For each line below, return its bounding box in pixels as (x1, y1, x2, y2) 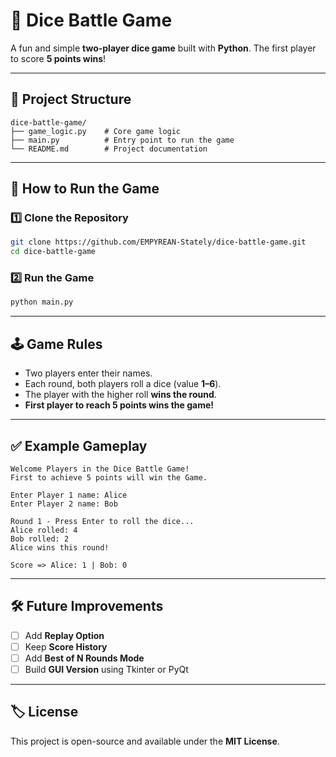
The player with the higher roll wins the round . (24, 389, 217, 401)
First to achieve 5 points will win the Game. (10, 472, 208, 483)
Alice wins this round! (10, 542, 110, 553)
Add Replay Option (24, 629, 105, 641)
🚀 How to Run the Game (10, 180, 160, 198)
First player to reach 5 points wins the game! (24, 399, 215, 411)
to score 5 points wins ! (10, 52, 107, 64)
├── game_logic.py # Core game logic (10, 126, 182, 136)
